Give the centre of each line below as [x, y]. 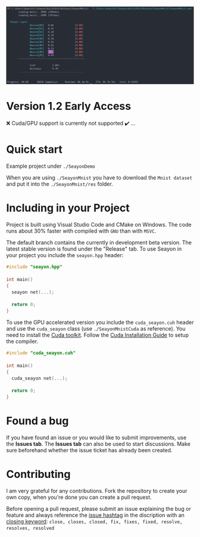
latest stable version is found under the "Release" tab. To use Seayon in [94, 249]
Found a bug [37, 421]
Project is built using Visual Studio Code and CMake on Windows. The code [99, 225]
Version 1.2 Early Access [69, 107]
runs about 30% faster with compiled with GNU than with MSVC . [81, 231]
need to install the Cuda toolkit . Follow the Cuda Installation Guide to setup [98, 335]
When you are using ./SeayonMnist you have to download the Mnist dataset [99, 178]
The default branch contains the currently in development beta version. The [99, 243]
